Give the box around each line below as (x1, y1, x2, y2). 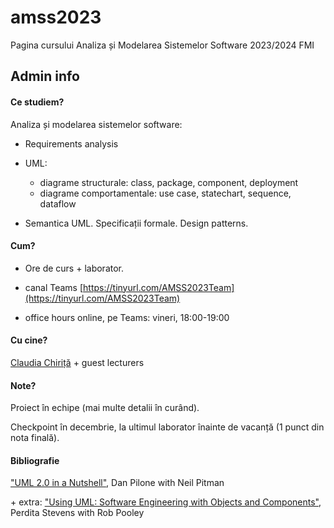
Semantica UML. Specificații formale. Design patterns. (24, 217, 249, 229)
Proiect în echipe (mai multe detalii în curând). (10, 402, 200, 414)
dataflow (39, 197, 77, 210)
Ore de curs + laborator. (24, 262, 125, 274)
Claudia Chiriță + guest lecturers (10, 356, 145, 368)
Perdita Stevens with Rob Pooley (10, 507, 145, 519)
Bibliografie (10, 454, 60, 466)
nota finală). (10, 432, 60, 444)
